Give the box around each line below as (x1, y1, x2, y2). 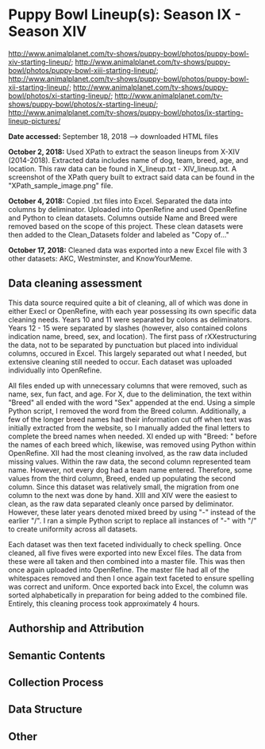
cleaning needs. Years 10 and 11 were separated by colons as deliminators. (8, 315, 252, 324)
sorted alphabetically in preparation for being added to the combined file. (8, 590, 248, 600)
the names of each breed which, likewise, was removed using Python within (8, 439, 256, 450)
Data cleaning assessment (8, 276, 143, 291)
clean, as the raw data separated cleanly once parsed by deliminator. (8, 499, 234, 508)
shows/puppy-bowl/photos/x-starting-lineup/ (8, 99, 156, 109)
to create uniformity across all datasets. (8, 524, 138, 534)
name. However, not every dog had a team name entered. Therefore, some (8, 465, 252, 474)
